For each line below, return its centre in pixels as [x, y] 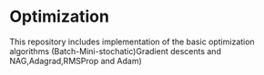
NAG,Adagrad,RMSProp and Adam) [76, 61]
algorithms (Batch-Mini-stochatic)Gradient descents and [115, 51]
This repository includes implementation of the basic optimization [132, 42]
